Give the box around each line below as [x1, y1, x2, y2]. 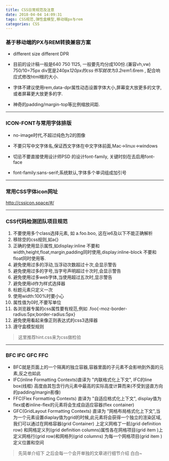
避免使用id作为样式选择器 [13, 281, 66, 287]
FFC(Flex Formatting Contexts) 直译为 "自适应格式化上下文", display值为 [13, 395, 162, 401]
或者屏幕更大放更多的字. [13, 90, 63, 97]
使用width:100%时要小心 [13, 293, 64, 299]
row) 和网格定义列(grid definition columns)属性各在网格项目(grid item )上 [13, 427, 163, 433]
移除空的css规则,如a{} [13, 237, 59, 243]
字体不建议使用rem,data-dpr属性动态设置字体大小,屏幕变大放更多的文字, [13, 84, 162, 90]
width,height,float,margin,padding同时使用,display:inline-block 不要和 [13, 249, 157, 255]
